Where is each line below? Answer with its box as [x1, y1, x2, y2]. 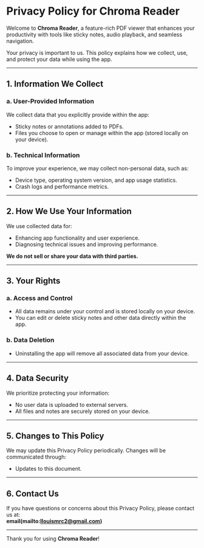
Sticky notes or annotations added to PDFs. [15, 123, 124, 130]
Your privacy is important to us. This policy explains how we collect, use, [6, 49, 188, 56]
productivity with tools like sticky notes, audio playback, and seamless [6, 30, 183, 38]
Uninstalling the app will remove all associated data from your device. [15, 350, 189, 357]
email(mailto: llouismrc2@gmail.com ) [6, 518, 103, 525]
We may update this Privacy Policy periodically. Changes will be [6, 447, 166, 454]
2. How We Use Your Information [6, 206, 132, 217]
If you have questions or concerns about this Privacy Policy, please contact [6, 505, 195, 512]
